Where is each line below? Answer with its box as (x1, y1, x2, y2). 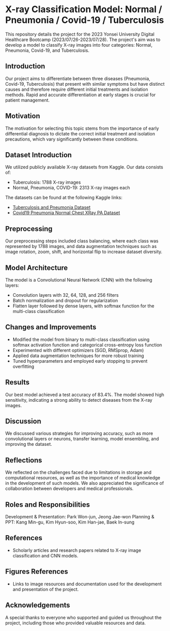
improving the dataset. (5, 441, 52, 447)
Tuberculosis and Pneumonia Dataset (12, 204, 91, 211)
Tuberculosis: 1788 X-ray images (12, 179, 81, 186)
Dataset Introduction (5, 151, 72, 159)
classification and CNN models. (12, 552, 78, 558)
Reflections (5, 455, 42, 465)
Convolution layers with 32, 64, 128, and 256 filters (12, 292, 119, 298)
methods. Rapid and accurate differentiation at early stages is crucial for (5, 91, 156, 97)
